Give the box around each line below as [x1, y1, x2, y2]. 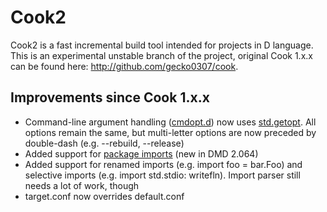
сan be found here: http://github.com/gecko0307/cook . [10, 60, 239, 72]
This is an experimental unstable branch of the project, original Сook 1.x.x [10, 49, 313, 61]
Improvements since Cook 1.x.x [10, 89, 210, 106]
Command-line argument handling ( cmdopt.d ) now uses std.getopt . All [24, 116, 317, 128]
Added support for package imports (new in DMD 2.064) [24, 147, 259, 160]
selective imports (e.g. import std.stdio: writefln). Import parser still [24, 169, 301, 181]
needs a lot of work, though [24, 179, 140, 191]
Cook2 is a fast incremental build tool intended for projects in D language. [10, 39, 314, 51]
